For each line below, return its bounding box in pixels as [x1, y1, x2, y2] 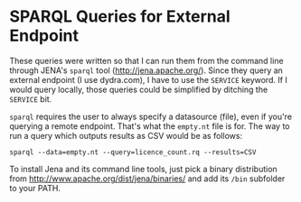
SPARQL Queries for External [9, 6, 230, 27]
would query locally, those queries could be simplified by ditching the [9, 84, 268, 95]
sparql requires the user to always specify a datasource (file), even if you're [9, 111, 292, 122]
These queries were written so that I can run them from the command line [9, 55, 284, 66]
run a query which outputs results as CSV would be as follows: [9, 130, 242, 141]
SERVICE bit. [9, 93, 52, 105]
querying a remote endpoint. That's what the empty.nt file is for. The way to [9, 120, 290, 132]
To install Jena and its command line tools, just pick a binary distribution [9, 163, 277, 174]
